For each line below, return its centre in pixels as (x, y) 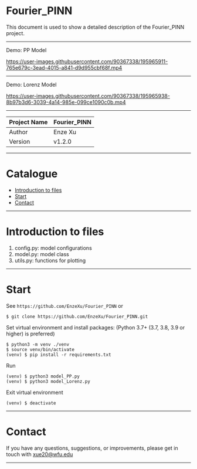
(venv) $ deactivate (31, 403)
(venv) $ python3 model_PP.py (43, 376)
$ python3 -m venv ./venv (38, 344)
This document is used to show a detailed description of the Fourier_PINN (95, 27)
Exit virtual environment (35, 392)
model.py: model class (42, 254)
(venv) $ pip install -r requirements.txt (59, 355)
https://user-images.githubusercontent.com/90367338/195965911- (87, 61)
